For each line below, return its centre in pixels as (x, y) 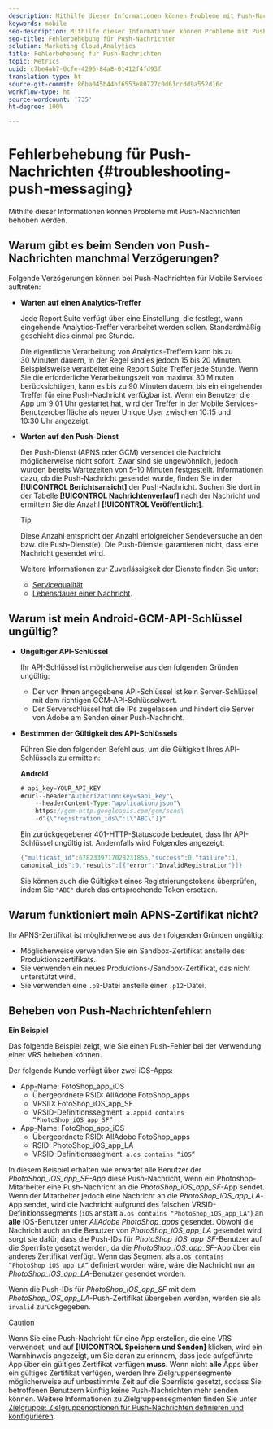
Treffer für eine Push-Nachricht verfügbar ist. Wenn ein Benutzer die (135, 394)
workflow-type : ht (39, 92)
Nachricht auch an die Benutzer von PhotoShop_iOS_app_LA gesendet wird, (136, 1230)
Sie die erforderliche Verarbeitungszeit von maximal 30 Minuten (127, 377)
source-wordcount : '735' (50, 99)
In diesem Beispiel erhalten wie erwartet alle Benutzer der (105, 1170)
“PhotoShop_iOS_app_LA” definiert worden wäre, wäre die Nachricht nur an (132, 1265)
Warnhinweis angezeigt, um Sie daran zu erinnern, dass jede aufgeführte (131, 1356)
